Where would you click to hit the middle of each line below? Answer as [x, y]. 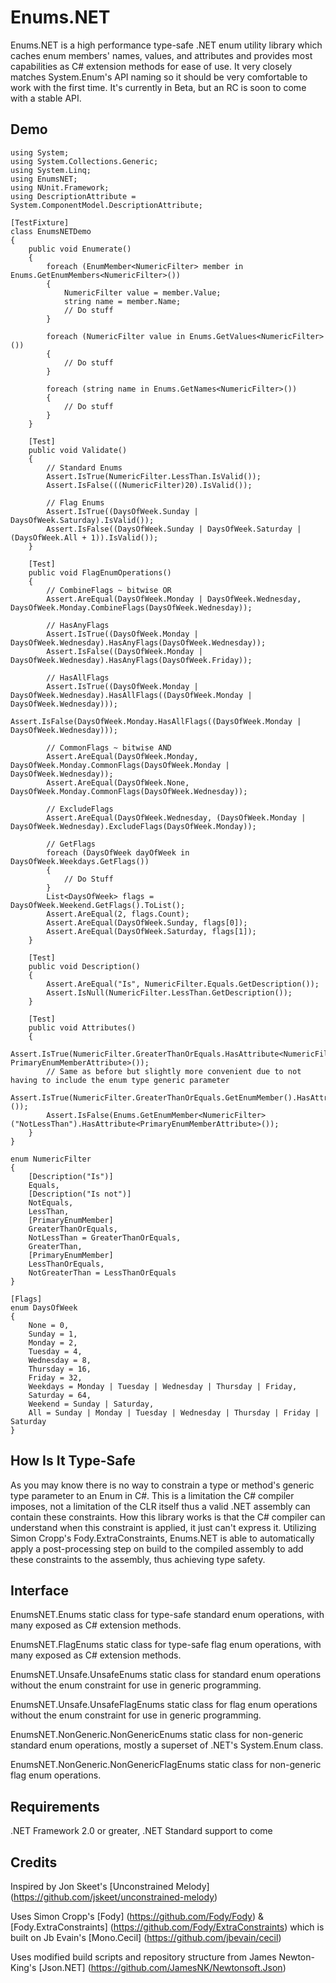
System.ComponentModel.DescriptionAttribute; [106, 205]
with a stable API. [46, 98]
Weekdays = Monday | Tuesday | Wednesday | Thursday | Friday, [163, 1386]
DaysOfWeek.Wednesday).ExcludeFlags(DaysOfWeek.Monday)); [133, 826]
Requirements [55, 1806]
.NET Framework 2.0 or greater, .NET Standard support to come [141, 1831]
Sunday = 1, [53, 1334]
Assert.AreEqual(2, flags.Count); [118, 914]
